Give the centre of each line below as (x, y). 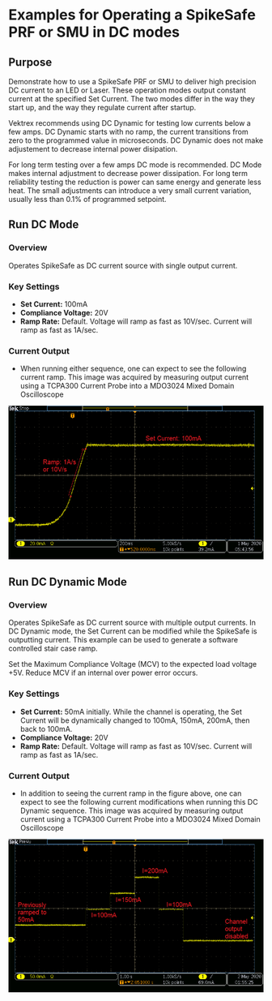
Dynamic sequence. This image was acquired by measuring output (132, 810)
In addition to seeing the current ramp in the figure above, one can (131, 793)
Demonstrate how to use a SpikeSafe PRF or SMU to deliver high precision (132, 82)
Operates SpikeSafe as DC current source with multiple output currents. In (132, 623)
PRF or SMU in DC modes (94, 32)
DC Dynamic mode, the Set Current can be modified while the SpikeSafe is (133, 631)
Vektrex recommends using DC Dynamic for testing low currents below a (130, 123)
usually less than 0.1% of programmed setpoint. (88, 199)
